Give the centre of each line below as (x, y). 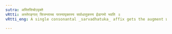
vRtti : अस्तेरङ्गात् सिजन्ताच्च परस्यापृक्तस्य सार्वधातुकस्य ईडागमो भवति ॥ (63, 14)
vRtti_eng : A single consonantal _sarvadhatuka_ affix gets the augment (84, 19)
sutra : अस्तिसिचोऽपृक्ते (24, 10)
